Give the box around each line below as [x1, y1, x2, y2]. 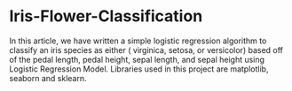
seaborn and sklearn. [9, 72, 87, 83]
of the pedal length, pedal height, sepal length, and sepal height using [9, 54, 264, 64]
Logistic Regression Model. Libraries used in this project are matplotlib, [9, 64, 269, 74]
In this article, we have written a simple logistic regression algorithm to [9, 35, 267, 46]
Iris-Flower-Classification [9, 6, 203, 27]
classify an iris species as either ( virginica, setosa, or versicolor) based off [9, 44, 284, 55]
